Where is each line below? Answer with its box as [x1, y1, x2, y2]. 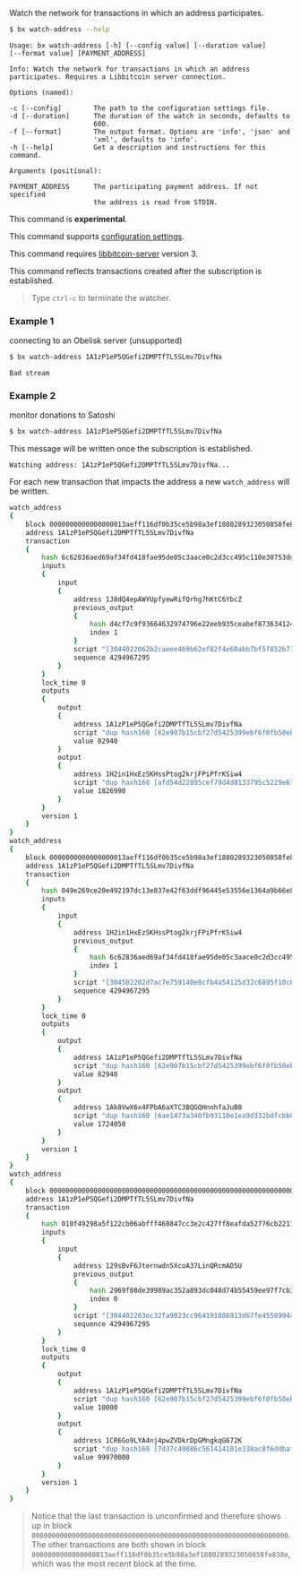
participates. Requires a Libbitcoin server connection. [9, 72, 227, 82]
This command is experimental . [9, 213, 128, 224]
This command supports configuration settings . [9, 230, 185, 241]
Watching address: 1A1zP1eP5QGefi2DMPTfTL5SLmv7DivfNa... [9, 461, 230, 470]
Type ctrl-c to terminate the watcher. [30, 292, 172, 303]
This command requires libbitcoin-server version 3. [9, 248, 199, 259]
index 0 [89, 1295, 118, 1304]
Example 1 [9, 315, 55, 327]
